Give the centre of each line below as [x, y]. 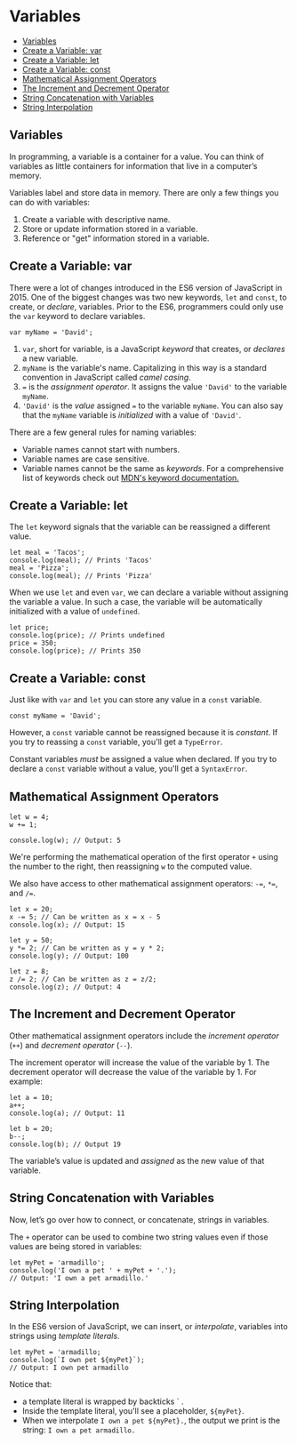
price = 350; [33, 643]
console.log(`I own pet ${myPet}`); [77, 1360]
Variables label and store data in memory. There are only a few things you [144, 192]
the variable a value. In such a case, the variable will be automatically [136, 602]
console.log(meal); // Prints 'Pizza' [81, 576]
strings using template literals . [64, 1336]
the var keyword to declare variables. [77, 316]
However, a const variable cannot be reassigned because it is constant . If [144, 733]
